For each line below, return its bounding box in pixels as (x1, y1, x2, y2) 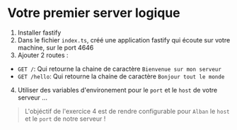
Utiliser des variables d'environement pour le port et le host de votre (17, 85, 218, 94)
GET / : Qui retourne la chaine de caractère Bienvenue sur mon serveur (17, 64, 221, 73)
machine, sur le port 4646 (17, 43, 94, 52)
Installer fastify (17, 28, 62, 37)
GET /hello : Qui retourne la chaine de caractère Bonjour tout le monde (17, 72, 225, 81)
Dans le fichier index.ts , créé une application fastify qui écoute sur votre (17, 35, 231, 44)
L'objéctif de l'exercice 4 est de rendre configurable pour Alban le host (24, 107, 230, 115)
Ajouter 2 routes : (17, 51, 69, 59)
